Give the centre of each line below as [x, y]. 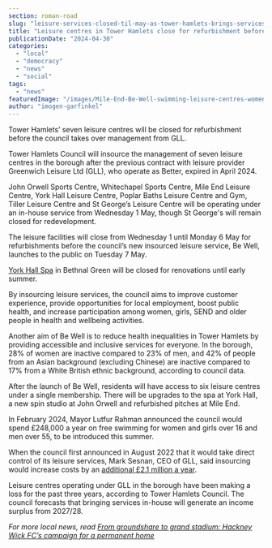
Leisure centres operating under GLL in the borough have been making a [130, 485]
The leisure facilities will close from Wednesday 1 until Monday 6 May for [130, 237]
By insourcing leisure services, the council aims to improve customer [123, 295]
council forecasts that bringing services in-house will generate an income [131, 503]
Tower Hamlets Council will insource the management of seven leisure [125, 154]
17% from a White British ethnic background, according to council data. [127, 371]
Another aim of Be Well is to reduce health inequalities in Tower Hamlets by [134, 336]
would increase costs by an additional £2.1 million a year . [103, 470]
